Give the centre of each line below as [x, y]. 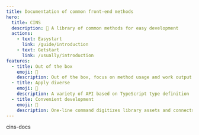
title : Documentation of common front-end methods [70, 11]
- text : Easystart [39, 39]
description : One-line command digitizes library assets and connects [106, 110]
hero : [13, 17]
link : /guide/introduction [55, 45]
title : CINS [26, 22]
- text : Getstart [38, 50]
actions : [22, 34]
